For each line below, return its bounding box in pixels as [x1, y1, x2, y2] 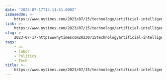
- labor [14, 49, 30, 54]
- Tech [14, 58, 28, 63]
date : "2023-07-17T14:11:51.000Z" [5, 7, 77, 12]
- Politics [14, 53, 37, 59]
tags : [5, 40, 16, 45]
